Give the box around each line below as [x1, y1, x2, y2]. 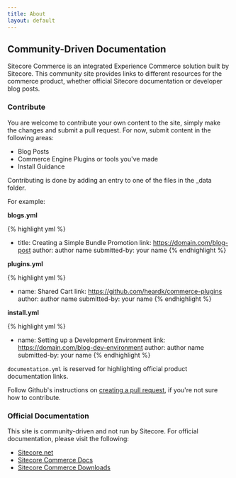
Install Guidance [17, 162, 65, 171]
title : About [7, 10, 46, 18]
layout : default [7, 17, 55, 24]
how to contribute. [7, 393, 62, 402]
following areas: [7, 133, 55, 142]
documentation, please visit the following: [7, 434, 130, 443]
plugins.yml [7, 259, 44, 268]
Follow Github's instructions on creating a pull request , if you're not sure [7, 385, 218, 394]
